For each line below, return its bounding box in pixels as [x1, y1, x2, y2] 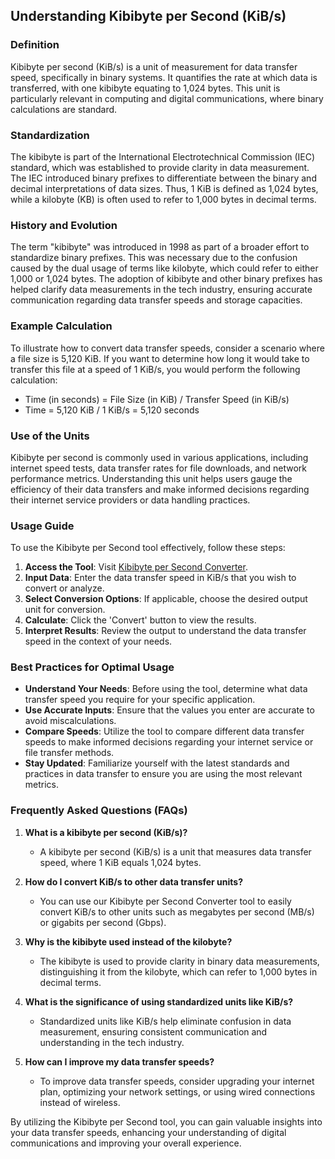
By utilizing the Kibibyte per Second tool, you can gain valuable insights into [10, 1115, 323, 1128]
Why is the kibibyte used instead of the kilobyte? [24, 935, 233, 948]
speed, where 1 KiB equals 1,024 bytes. [39, 856, 202, 868]
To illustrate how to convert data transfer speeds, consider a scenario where [10, 342, 325, 354]
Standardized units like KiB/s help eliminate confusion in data [39, 1015, 292, 1027]
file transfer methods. [24, 747, 115, 759]
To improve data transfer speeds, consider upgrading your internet [39, 1075, 315, 1087]
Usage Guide [10, 519, 75, 533]
